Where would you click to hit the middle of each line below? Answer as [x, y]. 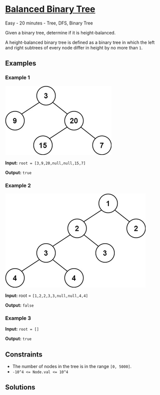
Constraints [24, 354]
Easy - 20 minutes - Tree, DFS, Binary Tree [49, 23]
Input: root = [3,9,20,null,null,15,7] [45, 163]
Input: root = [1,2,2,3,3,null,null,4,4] [47, 295]
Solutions [20, 387]
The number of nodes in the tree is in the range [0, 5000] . [72, 367]
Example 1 [18, 77]
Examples [21, 63]
